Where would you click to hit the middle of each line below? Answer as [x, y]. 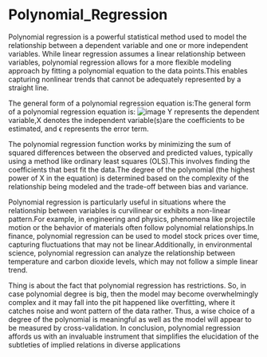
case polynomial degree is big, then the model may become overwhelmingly [133, 294]
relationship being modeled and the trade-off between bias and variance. [128, 186]
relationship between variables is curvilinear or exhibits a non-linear [120, 210]
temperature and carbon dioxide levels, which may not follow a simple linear [133, 261]
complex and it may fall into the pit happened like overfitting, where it [122, 302]
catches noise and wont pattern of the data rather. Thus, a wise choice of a [132, 311]
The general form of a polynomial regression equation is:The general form [130, 103]
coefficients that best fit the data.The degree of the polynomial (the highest [132, 169]
